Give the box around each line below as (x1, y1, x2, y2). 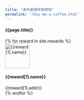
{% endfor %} (5, 90, 33, 96)
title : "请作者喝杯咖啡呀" (5, 7, 54, 12)
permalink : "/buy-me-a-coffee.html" (5, 12, 80, 17)
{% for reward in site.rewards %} (5, 38, 71, 44)
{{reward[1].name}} (5, 74, 46, 80)
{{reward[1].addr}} (5, 85, 42, 91)
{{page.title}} (5, 27, 33, 33)
